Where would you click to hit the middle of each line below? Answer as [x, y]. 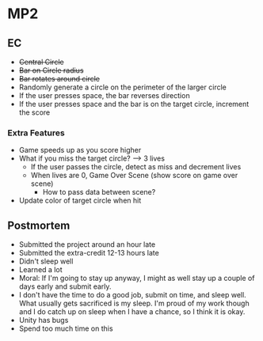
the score [34, 112]
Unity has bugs [44, 320]
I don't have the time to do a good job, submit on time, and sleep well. [132, 295]
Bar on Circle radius [51, 70]
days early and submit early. [65, 286]
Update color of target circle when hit [80, 201]
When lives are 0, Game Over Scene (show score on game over [134, 176]
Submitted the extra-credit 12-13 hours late [89, 253]
